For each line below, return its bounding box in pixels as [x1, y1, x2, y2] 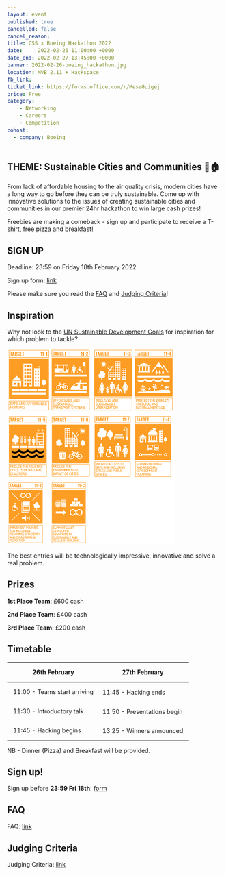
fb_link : [7, 76, 32, 83]
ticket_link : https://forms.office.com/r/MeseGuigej [7, 83, 160, 90]
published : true [7, 18, 53, 25]
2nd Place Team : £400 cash [7, 610, 87, 618]
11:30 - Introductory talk [13, 706, 84, 715]
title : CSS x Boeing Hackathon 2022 [7, 40, 111, 47]
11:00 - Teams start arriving [13, 687, 94, 695]
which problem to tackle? [7, 334, 79, 343]
